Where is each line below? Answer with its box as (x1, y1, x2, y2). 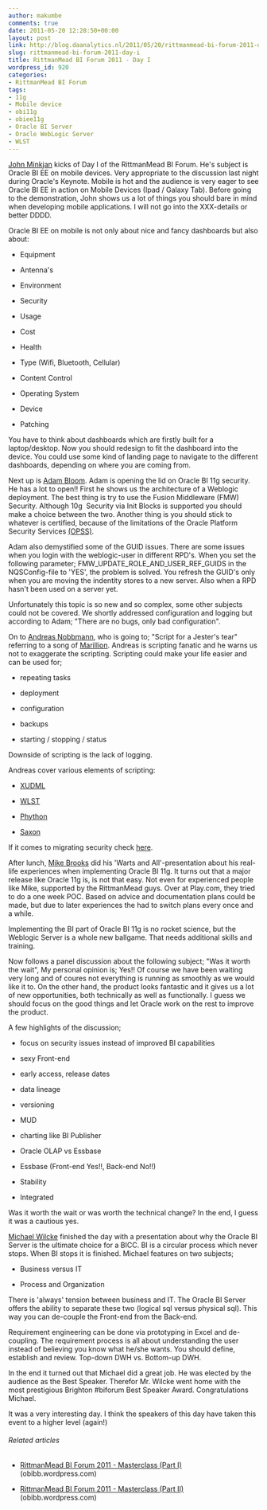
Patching (19, 419, 49, 428)
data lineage (19, 1084, 61, 1093)
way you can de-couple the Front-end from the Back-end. (8, 1312, 198, 1321)
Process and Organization (19, 1279, 105, 1289)
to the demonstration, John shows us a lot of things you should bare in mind (8, 193, 257, 203)
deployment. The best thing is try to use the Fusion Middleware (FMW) (8, 492, 240, 502)
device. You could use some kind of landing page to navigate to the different (8, 452, 258, 461)
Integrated (19, 1192, 54, 1202)
